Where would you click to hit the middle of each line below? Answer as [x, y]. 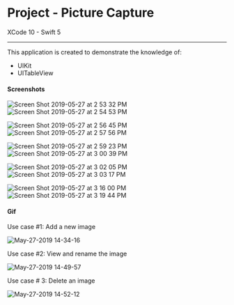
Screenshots [26, 89]
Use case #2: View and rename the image [67, 254]
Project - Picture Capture [81, 13]
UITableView [35, 73]
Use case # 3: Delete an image [51, 281]
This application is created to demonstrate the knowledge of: [95, 52]
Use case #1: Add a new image [52, 227]
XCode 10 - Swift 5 [34, 32]
